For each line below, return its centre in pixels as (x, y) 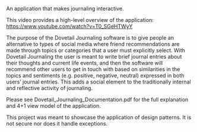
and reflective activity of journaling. (50, 88)
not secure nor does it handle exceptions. (57, 123)
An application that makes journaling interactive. (65, 9)
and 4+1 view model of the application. (53, 106)
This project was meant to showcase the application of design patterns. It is (99, 117)
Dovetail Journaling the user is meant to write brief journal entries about (94, 57)
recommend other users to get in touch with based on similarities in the (93, 69)
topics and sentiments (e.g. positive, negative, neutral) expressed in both (95, 75)
